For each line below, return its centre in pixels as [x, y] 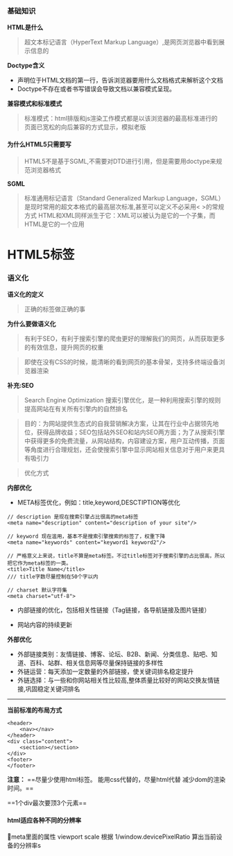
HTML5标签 [41, 254]
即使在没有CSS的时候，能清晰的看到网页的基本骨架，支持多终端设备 [121, 361]
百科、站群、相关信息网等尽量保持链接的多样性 [96, 662]
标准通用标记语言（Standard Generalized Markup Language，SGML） [124, 198]
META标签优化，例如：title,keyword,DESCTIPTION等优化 [98, 502]
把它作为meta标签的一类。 [39, 563]
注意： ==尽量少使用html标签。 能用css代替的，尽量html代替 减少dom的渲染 [116, 779]
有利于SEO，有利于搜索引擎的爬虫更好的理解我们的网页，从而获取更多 [124, 339]
